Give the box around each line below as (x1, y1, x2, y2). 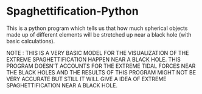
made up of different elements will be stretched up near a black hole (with (6, 31, 192, 38)
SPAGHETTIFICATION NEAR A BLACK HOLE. (6, 81, 118, 89)
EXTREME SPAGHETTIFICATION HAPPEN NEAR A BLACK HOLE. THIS (6, 56, 181, 63)
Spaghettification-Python (6, 4, 139, 18)
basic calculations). (6, 37, 55, 45)
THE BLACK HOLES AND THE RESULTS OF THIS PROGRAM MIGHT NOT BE (6, 68, 197, 76)
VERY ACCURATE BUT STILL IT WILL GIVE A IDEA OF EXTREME (6, 75, 167, 82)
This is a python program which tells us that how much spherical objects (6, 24, 188, 32)
